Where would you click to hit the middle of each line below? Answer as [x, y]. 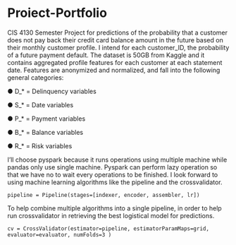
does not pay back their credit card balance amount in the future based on [115, 40]
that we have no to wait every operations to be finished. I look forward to [113, 174]
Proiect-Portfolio [57, 13]
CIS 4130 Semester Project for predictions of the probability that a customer [117, 32]
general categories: [36, 77]
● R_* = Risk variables [40, 145]
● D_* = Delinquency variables [52, 91]
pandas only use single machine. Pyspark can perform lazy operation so [112, 167]
